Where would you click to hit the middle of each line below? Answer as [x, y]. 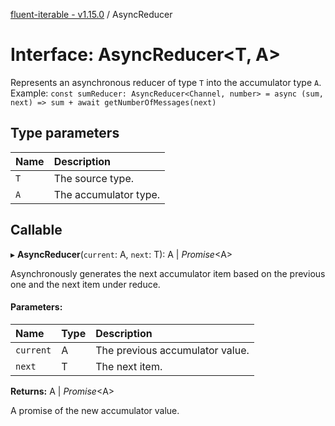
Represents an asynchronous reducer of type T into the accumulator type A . [166, 82]
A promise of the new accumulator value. [95, 410]
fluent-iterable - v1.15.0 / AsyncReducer [91, 14]
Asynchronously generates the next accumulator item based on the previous [168, 273]
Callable [36, 230]
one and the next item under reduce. [85, 284]
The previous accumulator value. [172, 350]
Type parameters [65, 133]
